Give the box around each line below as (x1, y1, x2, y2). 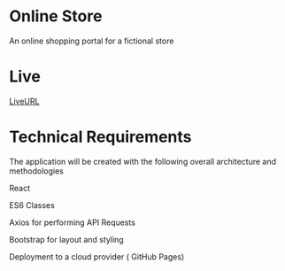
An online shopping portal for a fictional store (9, 35, 174, 46)
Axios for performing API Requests (9, 217, 135, 228)
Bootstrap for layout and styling (9, 234, 124, 244)
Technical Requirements (9, 127, 192, 147)
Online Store (9, 6, 103, 27)
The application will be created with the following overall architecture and (9, 156, 277, 166)
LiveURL (9, 96, 40, 106)
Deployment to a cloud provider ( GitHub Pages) (9, 251, 185, 262)
